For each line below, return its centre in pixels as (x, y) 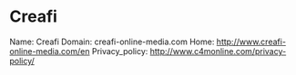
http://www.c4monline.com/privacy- (218, 51)
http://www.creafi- (251, 42)
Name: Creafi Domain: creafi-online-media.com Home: (112, 42)
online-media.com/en (50, 51)
